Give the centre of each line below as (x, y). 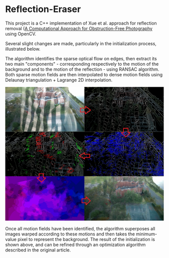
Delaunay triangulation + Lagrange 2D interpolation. (59, 80)
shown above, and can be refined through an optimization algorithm (75, 244)
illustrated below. (23, 49)
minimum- (146, 234)
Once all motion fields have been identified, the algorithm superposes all (80, 228)
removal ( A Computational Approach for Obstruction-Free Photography (79, 28)
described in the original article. (38, 250)
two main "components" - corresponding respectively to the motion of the (82, 64)
